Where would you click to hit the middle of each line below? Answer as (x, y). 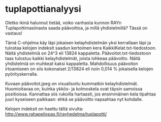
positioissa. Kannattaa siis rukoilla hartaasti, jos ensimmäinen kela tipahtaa (80, 94)
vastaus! (14, 33)
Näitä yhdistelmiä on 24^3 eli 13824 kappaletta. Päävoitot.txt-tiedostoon (78, 53)
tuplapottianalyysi (43, 9)
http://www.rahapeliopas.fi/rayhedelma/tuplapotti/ (56, 114)
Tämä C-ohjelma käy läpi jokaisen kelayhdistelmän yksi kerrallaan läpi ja (78, 42)
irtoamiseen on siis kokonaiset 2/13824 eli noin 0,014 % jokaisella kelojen (79, 69)
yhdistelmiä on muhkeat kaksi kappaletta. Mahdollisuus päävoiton (72, 63)
